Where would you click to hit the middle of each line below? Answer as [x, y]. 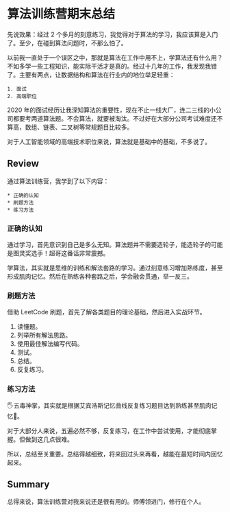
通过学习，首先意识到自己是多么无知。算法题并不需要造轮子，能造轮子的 [109, 245]
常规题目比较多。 [109, 127]
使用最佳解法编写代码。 [50, 344]
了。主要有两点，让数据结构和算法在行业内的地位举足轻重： [91, 74]
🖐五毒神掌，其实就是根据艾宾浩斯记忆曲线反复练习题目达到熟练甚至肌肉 [110, 405]
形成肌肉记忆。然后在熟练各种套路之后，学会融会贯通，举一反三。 [100, 277]
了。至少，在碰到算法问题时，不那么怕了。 [67, 43]
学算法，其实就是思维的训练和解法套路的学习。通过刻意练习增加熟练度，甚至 [115, 268]
